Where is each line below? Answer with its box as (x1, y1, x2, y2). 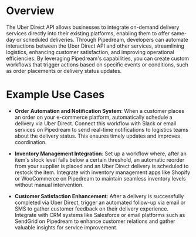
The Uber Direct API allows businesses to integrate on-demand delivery (6, 24, 180, 31)
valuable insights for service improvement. (14, 223, 118, 231)
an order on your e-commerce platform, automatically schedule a (14, 114, 173, 121)
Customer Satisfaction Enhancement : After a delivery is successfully (14, 192, 184, 199)
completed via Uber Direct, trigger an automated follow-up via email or (14, 199, 186, 206)
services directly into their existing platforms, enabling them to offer (6, 29, 170, 36)
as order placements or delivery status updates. (6, 67, 122, 74)
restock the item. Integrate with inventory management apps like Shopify (14, 169, 191, 176)
